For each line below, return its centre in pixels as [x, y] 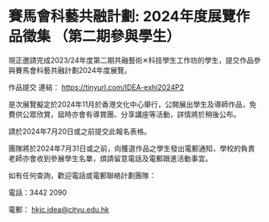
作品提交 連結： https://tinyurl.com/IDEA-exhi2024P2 [96, 87]
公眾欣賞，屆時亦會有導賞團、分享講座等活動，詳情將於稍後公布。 [131, 114]
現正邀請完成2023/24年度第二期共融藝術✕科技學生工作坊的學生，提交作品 [131, 60]
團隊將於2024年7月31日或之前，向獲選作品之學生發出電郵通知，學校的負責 [132, 148]
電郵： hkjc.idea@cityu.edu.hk [59, 209]
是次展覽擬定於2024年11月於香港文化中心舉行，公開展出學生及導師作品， [129, 104]
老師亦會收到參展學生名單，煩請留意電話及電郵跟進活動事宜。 [110, 158]
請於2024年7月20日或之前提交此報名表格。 [80, 131]
